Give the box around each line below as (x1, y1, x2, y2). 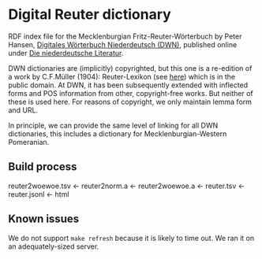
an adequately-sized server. (8, 242, 99, 251)
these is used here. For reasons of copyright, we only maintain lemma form (8, 97, 253, 106)
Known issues (8, 213, 80, 226)
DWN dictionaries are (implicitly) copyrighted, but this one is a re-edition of (8, 63, 253, 72)
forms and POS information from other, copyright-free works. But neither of (8, 88, 254, 98)
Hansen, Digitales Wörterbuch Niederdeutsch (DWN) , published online (8, 39, 238, 49)
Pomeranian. (8, 137, 50, 146)
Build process (8, 160, 77, 174)
